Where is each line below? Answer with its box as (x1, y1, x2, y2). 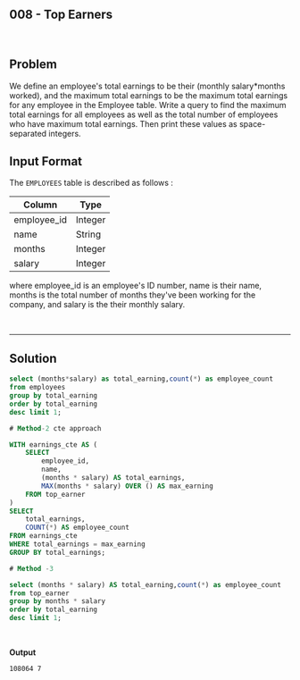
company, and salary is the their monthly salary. (9, 299, 186, 310)
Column (23, 198, 58, 211)
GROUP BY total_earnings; (9, 548, 105, 557)
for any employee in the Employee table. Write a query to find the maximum (9, 99, 287, 110)
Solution (9, 350, 57, 365)
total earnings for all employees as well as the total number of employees (9, 109, 279, 120)
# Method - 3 (9, 564, 54, 573)
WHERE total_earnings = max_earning (9, 540, 146, 549)
